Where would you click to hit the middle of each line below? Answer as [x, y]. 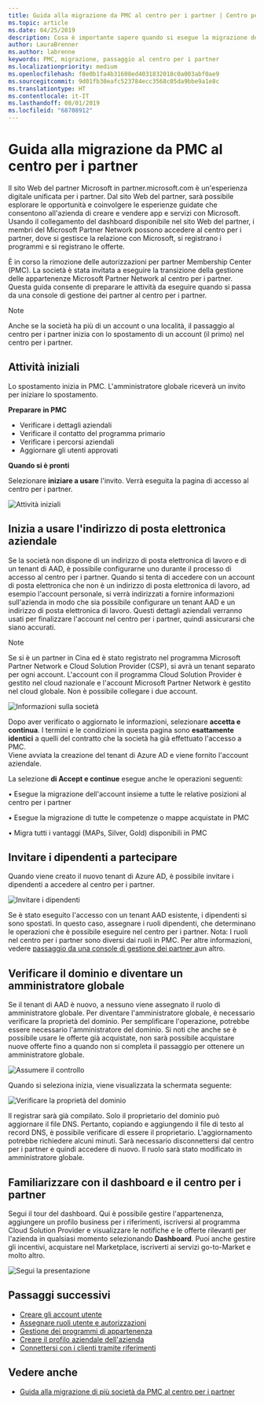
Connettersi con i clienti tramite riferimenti [88, 1347]
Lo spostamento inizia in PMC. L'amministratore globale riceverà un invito [127, 386]
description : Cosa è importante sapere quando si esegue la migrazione [128, 37]
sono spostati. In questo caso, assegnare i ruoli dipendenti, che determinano [132, 924]
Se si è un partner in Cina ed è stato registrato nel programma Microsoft [125, 657]
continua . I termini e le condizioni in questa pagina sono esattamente [121, 730]
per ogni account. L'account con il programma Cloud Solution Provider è [125, 674]
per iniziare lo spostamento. [53, 394]
